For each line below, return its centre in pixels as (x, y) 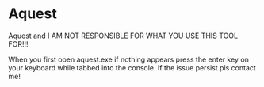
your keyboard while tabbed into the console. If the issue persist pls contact (132, 67)
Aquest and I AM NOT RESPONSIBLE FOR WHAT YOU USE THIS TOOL (123, 36)
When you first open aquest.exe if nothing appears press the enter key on (129, 59)
